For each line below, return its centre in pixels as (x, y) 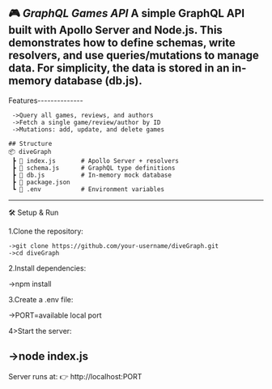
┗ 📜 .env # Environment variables (88, 189)
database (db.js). (98, 81)
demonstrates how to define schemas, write (122, 43)
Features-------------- (46, 100)
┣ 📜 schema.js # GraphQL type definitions (93, 168)
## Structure (30, 143)
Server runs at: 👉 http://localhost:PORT (75, 376)
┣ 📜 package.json (41, 182)
